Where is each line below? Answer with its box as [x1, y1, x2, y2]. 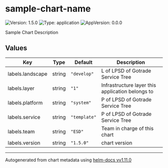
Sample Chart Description [5, 29, 58, 35]
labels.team [7, 128, 35, 135]
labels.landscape [7, 70, 47, 77]
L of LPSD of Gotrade [101, 67, 151, 74]
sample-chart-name [5, 3, 91, 15]
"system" [70, 100, 91, 105]
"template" [70, 114, 96, 120]
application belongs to [101, 88, 153, 95]
